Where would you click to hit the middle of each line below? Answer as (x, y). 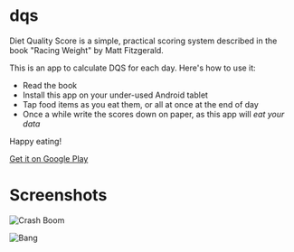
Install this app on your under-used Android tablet (115, 95)
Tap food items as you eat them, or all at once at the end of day (141, 104)
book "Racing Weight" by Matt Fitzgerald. (87, 50)
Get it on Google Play (49, 158)
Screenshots (58, 196)
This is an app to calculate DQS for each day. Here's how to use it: (133, 68)
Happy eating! (35, 141)
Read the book (50, 85)
